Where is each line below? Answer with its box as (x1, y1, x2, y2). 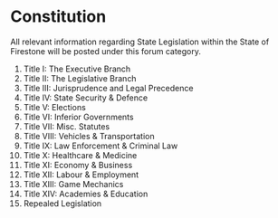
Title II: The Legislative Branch (23, 72, 137, 83)
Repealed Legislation (23, 197, 102, 209)
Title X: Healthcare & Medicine (23, 149, 138, 160)
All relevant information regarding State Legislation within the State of (10, 36, 270, 47)
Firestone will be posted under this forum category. (10, 45, 202, 56)
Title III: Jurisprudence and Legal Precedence (23, 82, 194, 93)
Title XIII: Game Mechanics (23, 178, 124, 189)
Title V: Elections (23, 101, 87, 112)
